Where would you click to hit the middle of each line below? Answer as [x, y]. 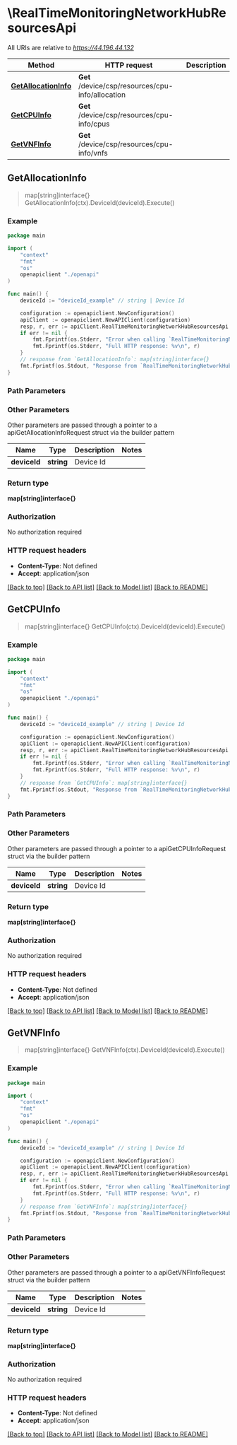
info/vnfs [93, 153]
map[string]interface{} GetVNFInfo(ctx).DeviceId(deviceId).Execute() [125, 1050]
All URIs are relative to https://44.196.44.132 [71, 47]
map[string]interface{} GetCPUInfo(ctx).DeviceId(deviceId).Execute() [125, 626]
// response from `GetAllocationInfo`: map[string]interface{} [115, 359]
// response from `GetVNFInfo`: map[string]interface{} [104, 1207]
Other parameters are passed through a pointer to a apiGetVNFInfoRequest [116, 1272]
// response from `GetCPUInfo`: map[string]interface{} [104, 783]
